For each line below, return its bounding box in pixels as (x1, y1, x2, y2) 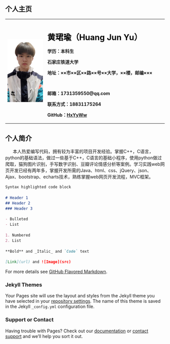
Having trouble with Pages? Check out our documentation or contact (5, 328, 148, 334)
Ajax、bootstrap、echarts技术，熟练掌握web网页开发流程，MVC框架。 (5, 174, 153, 180)
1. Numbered (5, 232, 30, 237)
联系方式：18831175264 (47, 101, 101, 107)
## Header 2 (5, 200, 30, 205)
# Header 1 (5, 195, 28, 200)
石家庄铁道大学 (47, 59, 78, 65)
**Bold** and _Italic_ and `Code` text (5, 249, 90, 254)
